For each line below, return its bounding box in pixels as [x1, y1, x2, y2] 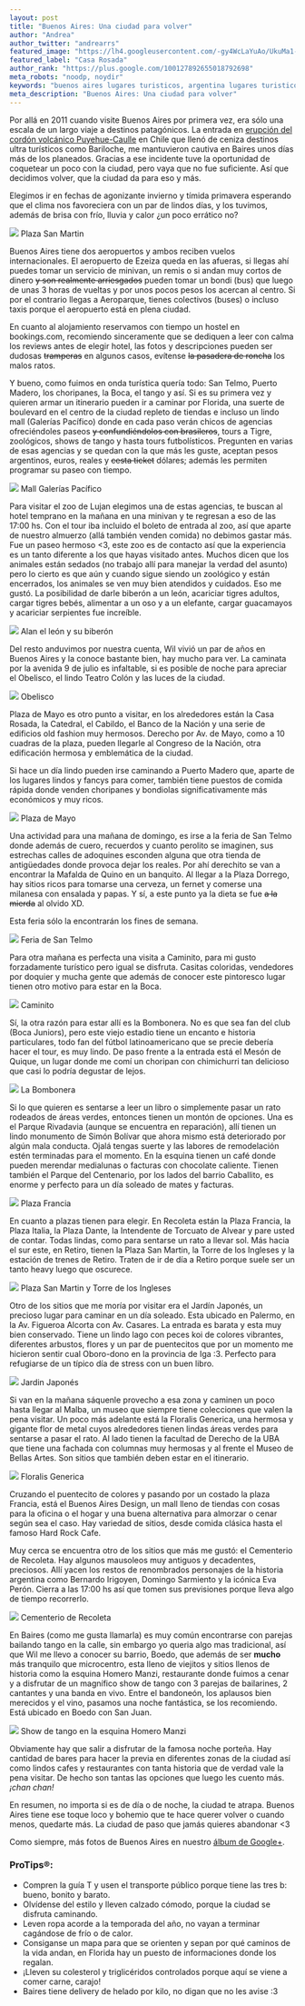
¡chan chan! [9, 1781, 54, 1792]
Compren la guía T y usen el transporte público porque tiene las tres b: [22, 1879, 288, 1891]
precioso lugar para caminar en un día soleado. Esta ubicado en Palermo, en [9, 1310, 295, 1321]
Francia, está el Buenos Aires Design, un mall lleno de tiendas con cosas [9, 1498, 280, 1509]
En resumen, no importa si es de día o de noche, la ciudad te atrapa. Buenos [9, 1799, 295, 1810]
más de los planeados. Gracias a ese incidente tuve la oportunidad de [9, 153, 271, 164]
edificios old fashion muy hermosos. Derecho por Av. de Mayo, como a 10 [9, 728, 286, 739]
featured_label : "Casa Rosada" [9, 55, 128, 65]
